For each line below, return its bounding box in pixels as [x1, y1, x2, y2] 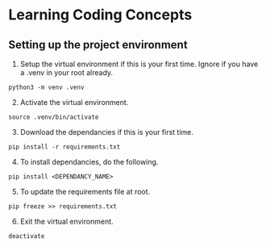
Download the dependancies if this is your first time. [19, 128, 193, 136]
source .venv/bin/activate [8, 113, 99, 121]
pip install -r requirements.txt [8, 143, 121, 151]
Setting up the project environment [8, 38, 188, 52]
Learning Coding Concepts [8, 6, 193, 24]
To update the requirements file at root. [19, 187, 151, 196]
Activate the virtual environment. [19, 98, 129, 107]
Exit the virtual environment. [19, 216, 114, 226]
